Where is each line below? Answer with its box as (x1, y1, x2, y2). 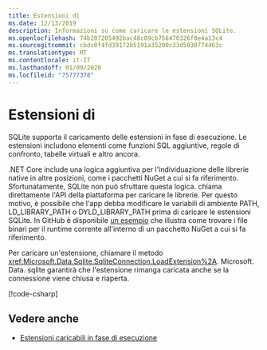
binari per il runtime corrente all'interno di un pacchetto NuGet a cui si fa (8, 224, 246, 233)
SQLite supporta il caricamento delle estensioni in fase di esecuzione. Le (8, 132, 247, 141)
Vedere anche (8, 312, 80, 325)
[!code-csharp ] (8, 288, 58, 298)
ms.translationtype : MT (8, 49, 88, 57)
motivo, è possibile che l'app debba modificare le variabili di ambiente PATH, (8, 198, 260, 208)
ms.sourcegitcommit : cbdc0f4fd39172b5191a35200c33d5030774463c (8, 42, 223, 50)
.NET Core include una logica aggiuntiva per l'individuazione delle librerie (8, 165, 249, 174)
